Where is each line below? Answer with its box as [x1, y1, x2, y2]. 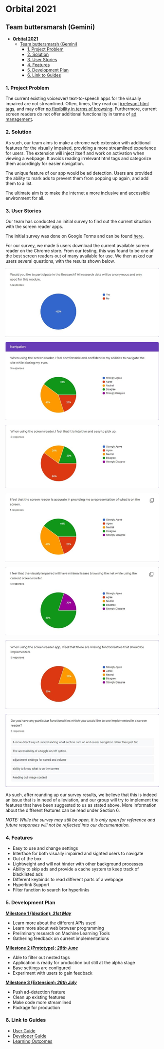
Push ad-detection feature [12, 989, 66, 995]
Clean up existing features [12, 994, 65, 1000]
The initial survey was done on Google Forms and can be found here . [5, 233, 144, 239]
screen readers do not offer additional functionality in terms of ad [5, 111, 137, 117]
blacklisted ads [12, 871, 43, 877]
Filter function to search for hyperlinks [12, 887, 90, 893]
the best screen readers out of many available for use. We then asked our [5, 253, 153, 259]
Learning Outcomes [12, 1038, 53, 1044]
